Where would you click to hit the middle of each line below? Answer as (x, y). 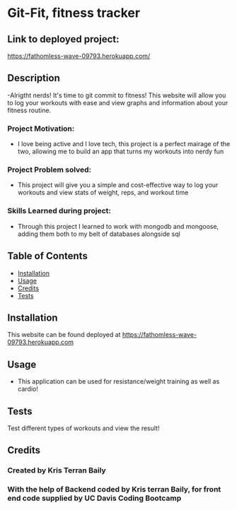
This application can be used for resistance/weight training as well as (118, 381)
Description (34, 78)
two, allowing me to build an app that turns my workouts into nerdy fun (121, 152)
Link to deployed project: (63, 39)
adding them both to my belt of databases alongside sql (99, 234)
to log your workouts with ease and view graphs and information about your (118, 102)
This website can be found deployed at (64, 335)
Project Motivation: (41, 129)
